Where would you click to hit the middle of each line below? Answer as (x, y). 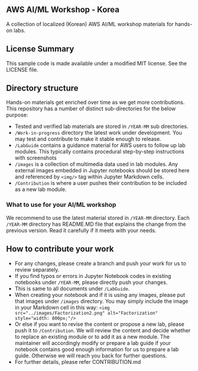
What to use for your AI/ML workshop (61, 205)
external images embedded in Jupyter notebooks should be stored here (102, 171)
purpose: (17, 115)
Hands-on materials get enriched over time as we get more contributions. (95, 103)
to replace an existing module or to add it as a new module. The (92, 337)
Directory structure (42, 88)
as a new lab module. (40, 190)
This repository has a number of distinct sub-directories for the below (91, 108)
